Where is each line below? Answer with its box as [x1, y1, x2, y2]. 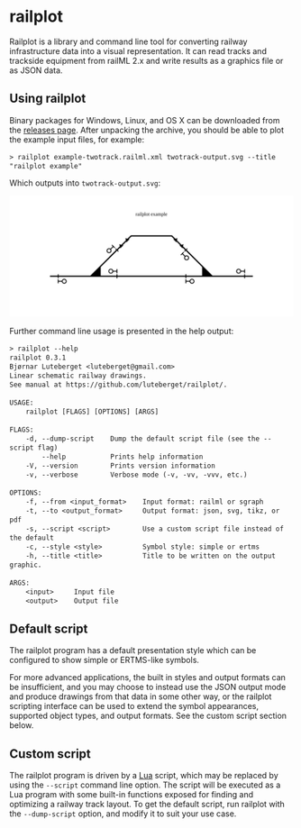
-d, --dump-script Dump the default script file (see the [25, 434, 260, 443]
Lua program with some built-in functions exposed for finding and [9, 788, 254, 799]
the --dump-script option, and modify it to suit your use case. [9, 808, 237, 819]
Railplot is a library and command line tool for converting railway [9, 36, 248, 47]
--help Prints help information [41, 452, 204, 461]
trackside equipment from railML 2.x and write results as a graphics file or [9, 55, 284, 66]
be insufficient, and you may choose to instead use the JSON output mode [9, 682, 287, 693]
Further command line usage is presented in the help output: [9, 326, 234, 337]
